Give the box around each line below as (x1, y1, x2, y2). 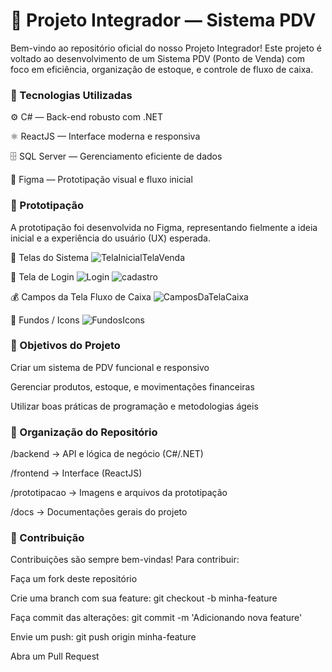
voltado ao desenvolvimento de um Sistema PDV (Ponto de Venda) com (10, 52, 306, 64)
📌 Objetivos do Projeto (10, 339, 121, 353)
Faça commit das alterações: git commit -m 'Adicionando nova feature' (10, 612, 303, 624)
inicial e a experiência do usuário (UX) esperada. (10, 232, 212, 244)
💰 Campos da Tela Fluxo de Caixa (10, 290, 152, 303)
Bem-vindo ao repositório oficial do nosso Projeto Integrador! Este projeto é (10, 42, 322, 54)
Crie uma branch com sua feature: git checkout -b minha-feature (10, 592, 278, 604)
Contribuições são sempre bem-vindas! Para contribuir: (10, 554, 240, 566)
